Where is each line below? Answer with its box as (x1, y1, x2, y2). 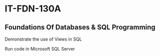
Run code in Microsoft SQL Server (5, 46, 75, 51)
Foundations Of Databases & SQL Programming (5, 23, 156, 31)
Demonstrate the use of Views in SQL (5, 36, 82, 42)
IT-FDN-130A (5, 3, 61, 14)
